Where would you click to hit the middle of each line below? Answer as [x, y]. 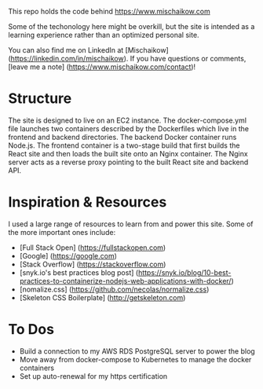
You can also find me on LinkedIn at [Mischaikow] [88, 50]
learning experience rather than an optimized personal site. [104, 35]
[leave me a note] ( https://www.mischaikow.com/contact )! [102, 67]
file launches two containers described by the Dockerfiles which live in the [129, 128]
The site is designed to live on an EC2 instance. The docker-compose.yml [128, 120]
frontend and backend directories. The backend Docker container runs [122, 137]
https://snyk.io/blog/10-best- [184, 272]
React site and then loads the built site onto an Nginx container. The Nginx [128, 153]
